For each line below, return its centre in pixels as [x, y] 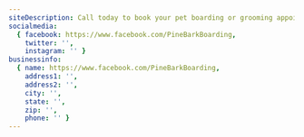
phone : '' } [47, 118]
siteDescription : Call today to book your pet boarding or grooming [141, 18]
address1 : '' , [51, 77]
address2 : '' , [51, 85]
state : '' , [45, 101]
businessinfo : [35, 59]
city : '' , [44, 93]
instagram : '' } [56, 51]
